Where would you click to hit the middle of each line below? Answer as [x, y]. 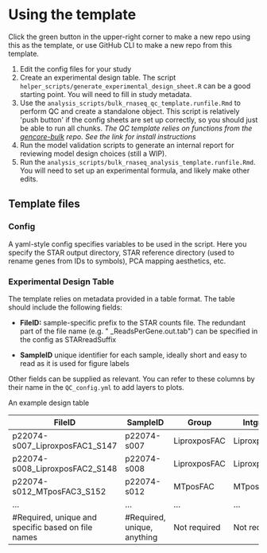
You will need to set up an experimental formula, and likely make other [135, 170]
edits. [29, 179]
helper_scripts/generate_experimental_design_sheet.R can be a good [135, 86]
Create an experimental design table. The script [98, 77]
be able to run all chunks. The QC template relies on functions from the [136, 128]
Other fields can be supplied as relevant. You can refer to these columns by [132, 379]
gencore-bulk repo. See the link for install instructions [108, 136]
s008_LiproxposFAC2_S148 [65, 469]
